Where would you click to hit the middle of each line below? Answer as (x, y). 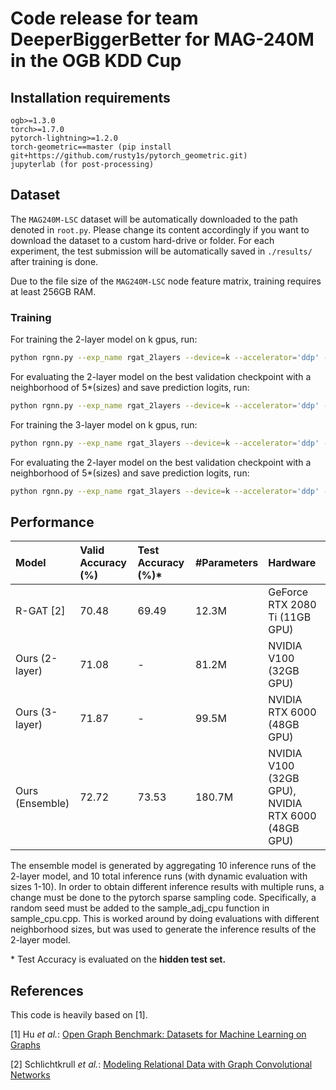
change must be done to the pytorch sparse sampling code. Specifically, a (163, 898)
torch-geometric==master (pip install (91, 147)
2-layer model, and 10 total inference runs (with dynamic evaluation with (159, 876)
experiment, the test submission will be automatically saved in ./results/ (161, 251)
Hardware (292, 563)
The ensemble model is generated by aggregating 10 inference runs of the (163, 866)
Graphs (25, 1045)
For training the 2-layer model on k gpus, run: (104, 339)
